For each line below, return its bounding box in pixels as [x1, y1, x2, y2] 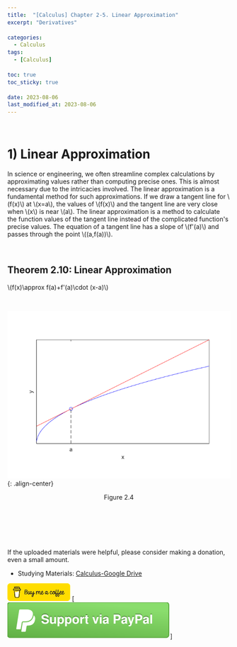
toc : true [7, 71, 37, 78]
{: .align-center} [7, 479, 54, 488]
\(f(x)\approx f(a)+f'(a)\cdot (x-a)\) [7, 283, 109, 291]
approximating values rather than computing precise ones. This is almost [7, 177, 219, 186]
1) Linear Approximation [7, 146, 151, 162]
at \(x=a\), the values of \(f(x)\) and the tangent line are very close [25, 200, 218, 208]
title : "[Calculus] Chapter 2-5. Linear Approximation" [7, 11, 179, 18]
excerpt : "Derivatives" [7, 18, 78, 26]
